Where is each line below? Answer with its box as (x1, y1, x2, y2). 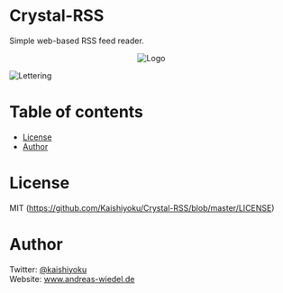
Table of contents (9, 102, 144, 123)
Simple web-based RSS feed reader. (9, 35, 144, 46)
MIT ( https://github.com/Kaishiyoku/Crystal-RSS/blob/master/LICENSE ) (9, 202, 275, 213)
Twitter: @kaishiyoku (9, 263, 87, 275)
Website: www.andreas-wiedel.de (9, 273, 135, 284)
